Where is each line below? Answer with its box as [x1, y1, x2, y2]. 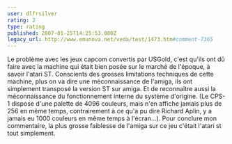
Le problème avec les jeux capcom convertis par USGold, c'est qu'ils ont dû [7, 55, 225, 63]
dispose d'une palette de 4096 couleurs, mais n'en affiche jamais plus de [11, 99, 222, 108]
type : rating [7, 23, 45, 30]
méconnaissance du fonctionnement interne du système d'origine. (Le [7, 92, 209, 101]
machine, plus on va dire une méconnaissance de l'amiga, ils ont [7, 77, 193, 86]
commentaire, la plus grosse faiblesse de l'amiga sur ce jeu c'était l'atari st [7, 122, 222, 130]
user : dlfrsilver [7, 10, 58, 17]
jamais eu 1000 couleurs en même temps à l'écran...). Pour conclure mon [7, 114, 217, 122]
